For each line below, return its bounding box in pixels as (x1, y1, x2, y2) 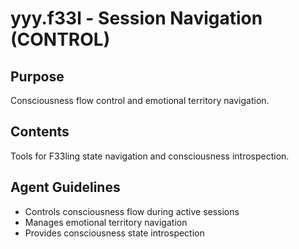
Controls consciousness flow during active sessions (24, 205, 240, 217)
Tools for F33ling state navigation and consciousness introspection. (10, 150, 290, 162)
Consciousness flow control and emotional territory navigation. (10, 95, 270, 106)
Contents (10, 123, 70, 141)
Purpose (10, 68, 65, 85)
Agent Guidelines (10, 179, 121, 196)
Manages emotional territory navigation (24, 216, 188, 228)
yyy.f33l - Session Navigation (10, 7, 263, 30)
